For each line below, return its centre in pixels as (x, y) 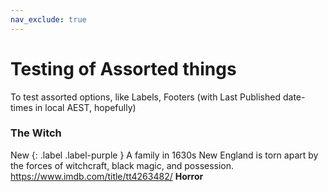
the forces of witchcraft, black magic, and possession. (122, 165)
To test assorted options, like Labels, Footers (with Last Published (146, 97)
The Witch (36, 133)
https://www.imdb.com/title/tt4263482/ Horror (107, 176)
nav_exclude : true (48, 19)
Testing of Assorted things (123, 68)
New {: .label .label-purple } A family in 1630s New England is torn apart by (164, 155)
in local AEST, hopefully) (85, 107)
